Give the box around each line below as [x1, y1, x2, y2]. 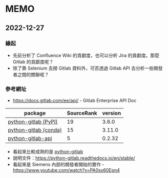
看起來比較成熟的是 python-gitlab [12, 149, 83, 155]
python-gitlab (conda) [8, 126, 62, 133]
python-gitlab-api [8, 135, 52, 142]
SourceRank [67, 109, 97, 117]
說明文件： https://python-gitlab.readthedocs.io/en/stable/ [12, 155, 135, 161]
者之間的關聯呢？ [12, 71, 49, 77]
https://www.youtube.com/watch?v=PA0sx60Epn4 [12, 167, 120, 173]
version [102, 109, 121, 117]
